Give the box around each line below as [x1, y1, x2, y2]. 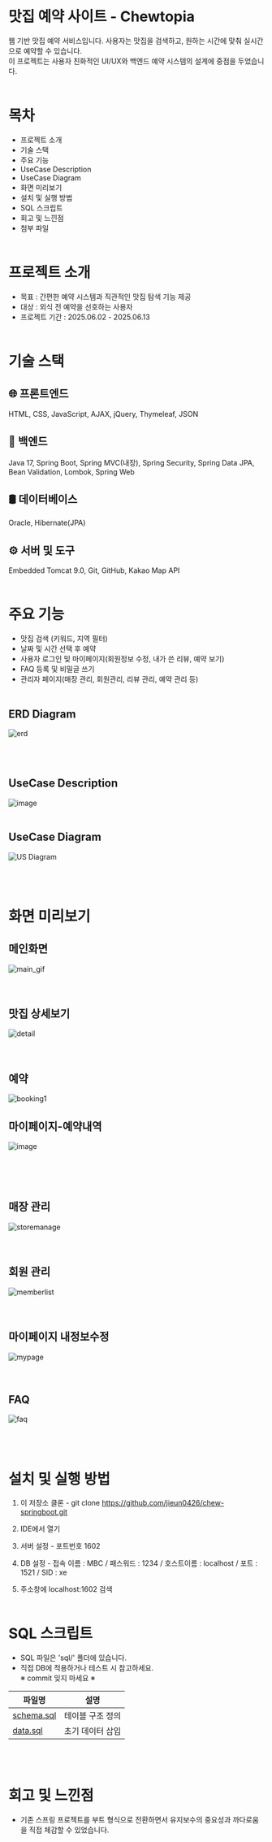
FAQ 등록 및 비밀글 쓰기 [19, 664, 95, 674]
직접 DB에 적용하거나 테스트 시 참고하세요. [19, 1663, 154, 1673]
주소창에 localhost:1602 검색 [19, 1584, 113, 1594]
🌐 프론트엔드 [8, 387, 69, 401]
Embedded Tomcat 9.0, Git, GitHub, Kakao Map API [8, 566, 180, 575]
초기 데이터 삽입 [63, 1726, 122, 1737]
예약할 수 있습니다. [23, 46, 83, 55]
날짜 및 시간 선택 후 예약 [19, 644, 97, 654]
